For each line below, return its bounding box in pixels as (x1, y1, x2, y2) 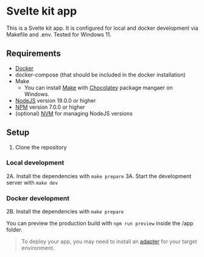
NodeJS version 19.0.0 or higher (15, 97, 96, 104)
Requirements (6, 49, 61, 59)
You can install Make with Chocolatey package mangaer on (24, 84, 174, 91)
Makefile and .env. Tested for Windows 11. (6, 30, 111, 38)
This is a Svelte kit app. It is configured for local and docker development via (6, 24, 199, 32)
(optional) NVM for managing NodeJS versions (15, 109, 133, 117)
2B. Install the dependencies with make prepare (6, 208, 124, 215)
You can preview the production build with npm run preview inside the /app (6, 220, 194, 227)
